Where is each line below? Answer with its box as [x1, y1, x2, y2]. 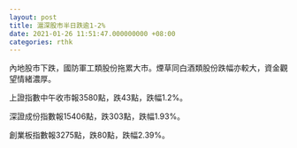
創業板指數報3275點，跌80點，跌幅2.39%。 [9, 129, 171, 141]
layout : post [9, 12, 57, 22]
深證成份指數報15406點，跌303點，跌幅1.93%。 [9, 111, 186, 122]
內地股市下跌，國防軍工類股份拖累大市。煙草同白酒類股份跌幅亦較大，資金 [9, 63, 280, 73]
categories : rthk [9, 37, 73, 47]
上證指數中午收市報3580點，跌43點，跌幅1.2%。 [9, 92, 188, 103]
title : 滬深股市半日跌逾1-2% [9, 21, 106, 30]
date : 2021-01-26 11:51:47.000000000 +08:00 [9, 29, 176, 38]
